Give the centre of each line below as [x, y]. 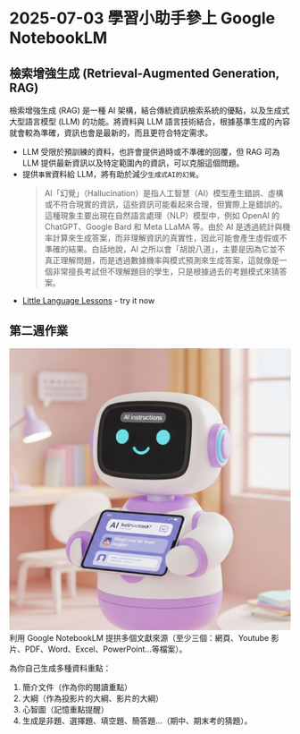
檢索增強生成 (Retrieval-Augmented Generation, [144, 73]
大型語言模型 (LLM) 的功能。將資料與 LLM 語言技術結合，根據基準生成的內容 [150, 121]
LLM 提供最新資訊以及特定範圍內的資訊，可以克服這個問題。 [133, 163]
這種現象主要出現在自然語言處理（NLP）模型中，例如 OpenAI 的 [162, 215]
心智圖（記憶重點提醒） [65, 709]
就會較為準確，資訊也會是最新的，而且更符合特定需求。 [111, 132]
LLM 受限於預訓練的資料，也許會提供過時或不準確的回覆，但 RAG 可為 [151, 152]
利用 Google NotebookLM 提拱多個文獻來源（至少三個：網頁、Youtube [139, 637]
